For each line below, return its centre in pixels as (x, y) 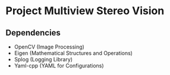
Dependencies (33, 33)
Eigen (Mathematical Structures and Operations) (73, 53)
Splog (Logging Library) (43, 59)
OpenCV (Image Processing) (49, 47)
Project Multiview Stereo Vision (85, 11)
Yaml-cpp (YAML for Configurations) (59, 66)
